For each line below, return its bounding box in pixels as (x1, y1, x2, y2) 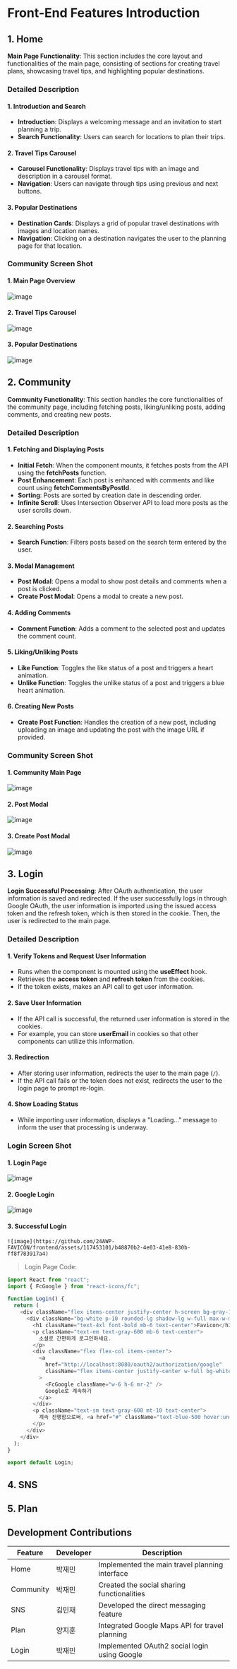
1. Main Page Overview (7, 277, 75, 285)
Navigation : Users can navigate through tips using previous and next (17, 179, 219, 188)
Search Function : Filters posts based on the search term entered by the (17, 538, 227, 547)
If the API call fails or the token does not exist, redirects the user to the (17, 1076, 223, 1085)
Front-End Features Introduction (7, 5, 200, 21)
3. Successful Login (7, 1222, 67, 1230)
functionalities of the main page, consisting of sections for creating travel (7, 59, 220, 68)
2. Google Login (7, 1190, 55, 1199)
